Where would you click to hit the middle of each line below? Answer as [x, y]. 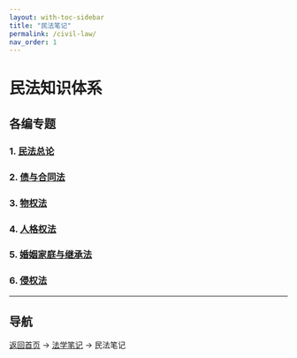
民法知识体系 [56, 88]
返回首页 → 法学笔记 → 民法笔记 [68, 345]
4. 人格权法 [33, 229]
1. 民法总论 [32, 151]
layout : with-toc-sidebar [57, 17]
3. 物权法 [28, 202]
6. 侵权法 [28, 281]
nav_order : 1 [33, 42]
